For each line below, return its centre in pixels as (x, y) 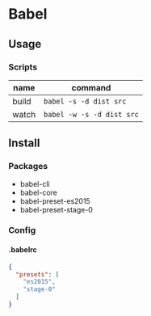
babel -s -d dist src (85, 101)
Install (24, 143)
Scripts (23, 67)
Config (22, 230)
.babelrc (23, 250)
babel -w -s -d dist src (91, 114)
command (91, 87)
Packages (28, 166)
